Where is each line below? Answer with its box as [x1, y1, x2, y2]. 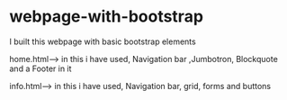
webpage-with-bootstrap [9, 6, 204, 27]
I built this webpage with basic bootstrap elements [9, 36, 196, 47]
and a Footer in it [9, 63, 72, 74]
